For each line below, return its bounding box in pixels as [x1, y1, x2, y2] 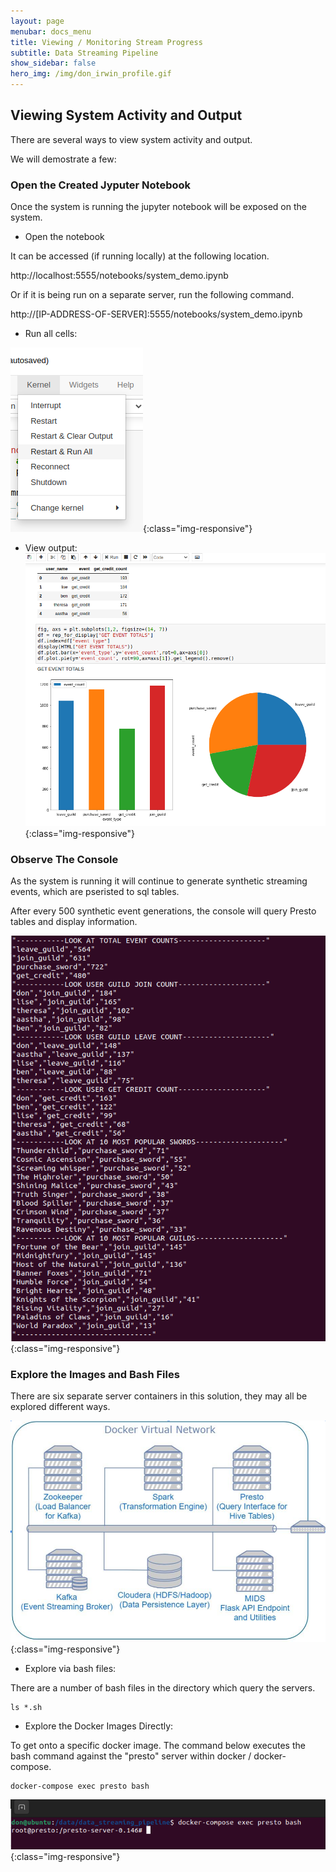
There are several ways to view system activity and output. [10, 133, 253, 145]
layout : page [10, 16, 65, 26]
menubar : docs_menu [10, 26, 92, 37]
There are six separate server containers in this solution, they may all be [10, 1390, 308, 1402]
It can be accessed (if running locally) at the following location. [10, 250, 270, 262]
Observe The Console [10, 852, 119, 866]
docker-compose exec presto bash [10, 1781, 150, 1792]
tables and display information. [10, 916, 138, 928]
